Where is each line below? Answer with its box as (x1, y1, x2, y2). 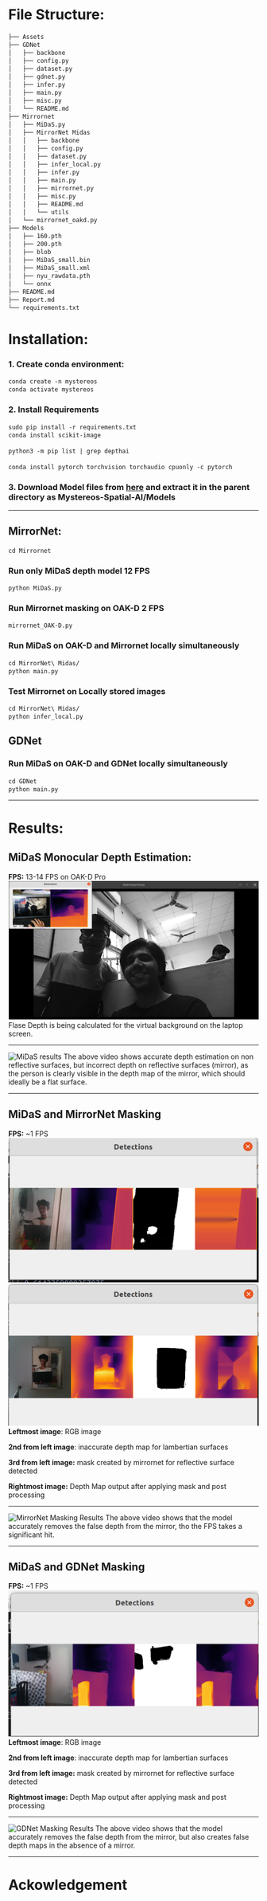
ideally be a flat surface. (8, 1077, 87, 1087)
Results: (8, 819, 64, 837)
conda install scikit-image (8, 431, 102, 439)
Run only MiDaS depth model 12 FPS (8, 565, 151, 576)
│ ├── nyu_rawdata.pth (8, 272, 91, 280)
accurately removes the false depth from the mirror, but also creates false (8, 1832, 250, 1841)
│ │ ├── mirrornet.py (8, 184, 94, 192)
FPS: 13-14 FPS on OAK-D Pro (8, 872, 106, 881)
